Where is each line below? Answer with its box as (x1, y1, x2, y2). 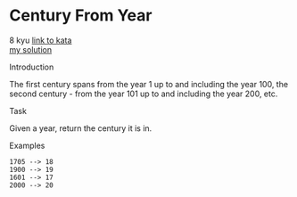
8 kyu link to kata (9, 35, 72, 45)
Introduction (9, 62, 54, 72)
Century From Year (9, 5, 153, 26)
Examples (9, 140, 45, 151)
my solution (9, 44, 52, 54)
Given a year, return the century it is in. (9, 122, 153, 134)
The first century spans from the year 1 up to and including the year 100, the (9, 78, 288, 89)
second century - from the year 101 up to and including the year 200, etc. (9, 88, 278, 99)
